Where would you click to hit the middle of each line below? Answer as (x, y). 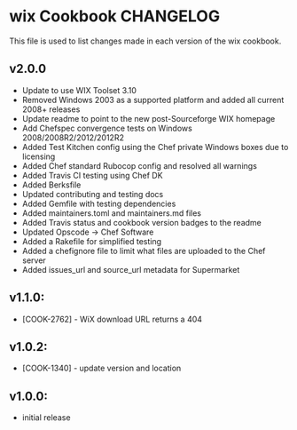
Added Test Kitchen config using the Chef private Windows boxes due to (155, 147)
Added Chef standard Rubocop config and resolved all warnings (139, 165)
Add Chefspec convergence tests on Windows (107, 128)
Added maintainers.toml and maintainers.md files (112, 213)
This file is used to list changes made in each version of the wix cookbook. (145, 41)
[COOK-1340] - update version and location (102, 368)
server (34, 260)
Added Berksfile (51, 185)
